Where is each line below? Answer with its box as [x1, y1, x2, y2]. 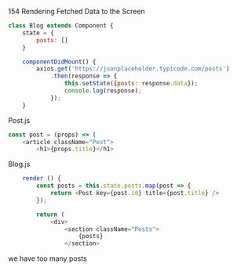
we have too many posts [8, 254, 88, 263]
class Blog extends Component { [8, 22, 114, 30]
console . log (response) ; [64, 87, 143, 95]
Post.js [8, 115, 31, 125]
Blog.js [8, 160, 31, 169]
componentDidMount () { [22, 58, 97, 66]
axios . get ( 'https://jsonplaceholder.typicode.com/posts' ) [36, 65, 230, 73]
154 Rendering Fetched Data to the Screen [8, 7, 145, 16]
